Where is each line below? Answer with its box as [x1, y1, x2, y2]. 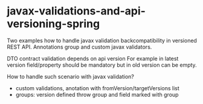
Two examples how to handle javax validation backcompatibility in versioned [7, 37, 197, 44]
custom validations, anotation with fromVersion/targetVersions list [15, 84, 180, 91]
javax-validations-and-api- [7, 4, 146, 18]
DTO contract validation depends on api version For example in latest [7, 55, 179, 62]
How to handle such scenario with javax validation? [7, 73, 135, 80]
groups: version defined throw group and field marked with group [15, 91, 179, 98]
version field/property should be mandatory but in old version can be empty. [7, 61, 197, 69]
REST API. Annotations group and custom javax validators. [7, 43, 152, 50]
